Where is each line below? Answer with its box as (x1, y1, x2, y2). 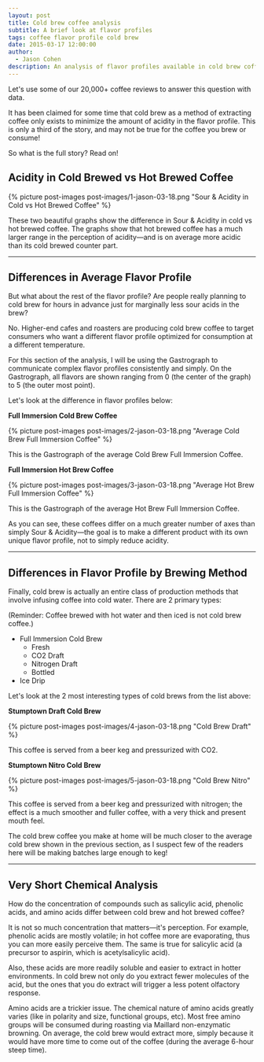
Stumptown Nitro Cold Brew (8, 761, 101, 770)
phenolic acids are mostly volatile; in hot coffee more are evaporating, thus (8, 931, 250, 940)
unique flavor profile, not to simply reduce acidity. (8, 536, 169, 545)
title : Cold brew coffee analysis (8, 19, 122, 27)
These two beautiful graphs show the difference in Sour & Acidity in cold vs (8, 216, 253, 225)
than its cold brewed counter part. (8, 241, 119, 250)
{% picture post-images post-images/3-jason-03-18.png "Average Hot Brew (8, 481, 255, 490)
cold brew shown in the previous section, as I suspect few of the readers (8, 839, 244, 850)
